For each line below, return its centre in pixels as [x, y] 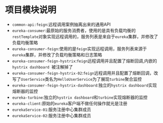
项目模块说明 [31, 10]
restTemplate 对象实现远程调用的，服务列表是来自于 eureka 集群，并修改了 [85, 36]
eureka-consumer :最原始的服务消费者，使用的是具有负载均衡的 [74, 30]
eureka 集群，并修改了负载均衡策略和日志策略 [57, 54]
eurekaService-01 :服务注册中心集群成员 [52, 109]
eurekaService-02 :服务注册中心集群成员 [52, 115]
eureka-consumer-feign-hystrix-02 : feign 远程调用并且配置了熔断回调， [83, 73]
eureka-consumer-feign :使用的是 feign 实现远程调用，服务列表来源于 [79, 49]
